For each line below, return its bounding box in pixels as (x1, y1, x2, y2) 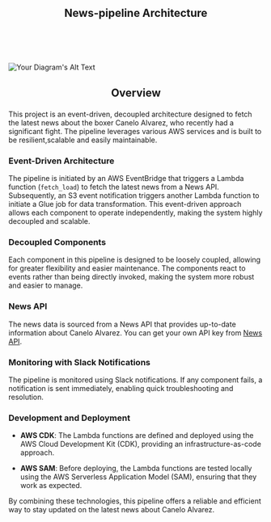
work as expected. (19, 481, 83, 490)
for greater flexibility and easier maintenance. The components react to (8, 263, 246, 273)
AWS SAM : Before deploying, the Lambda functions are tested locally (19, 464, 252, 474)
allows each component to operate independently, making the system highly (8, 208, 263, 217)
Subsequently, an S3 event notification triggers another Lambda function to (8, 191, 260, 200)
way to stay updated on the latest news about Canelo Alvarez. (8, 505, 215, 515)
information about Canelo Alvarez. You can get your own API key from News (8, 327, 263, 338)
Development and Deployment (8, 412, 131, 423)
